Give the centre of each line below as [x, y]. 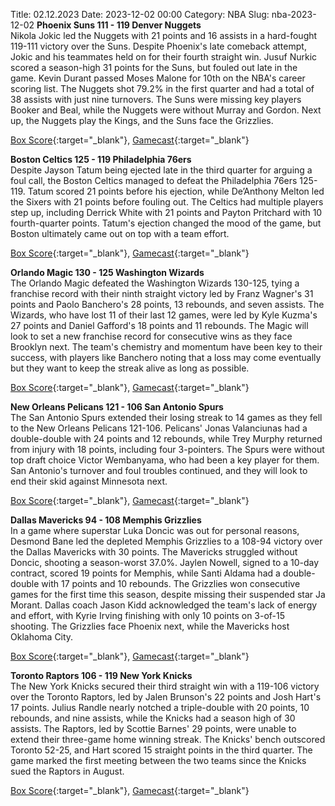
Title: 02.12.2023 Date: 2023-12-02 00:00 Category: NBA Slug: [140, 14]
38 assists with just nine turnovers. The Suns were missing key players [156, 99]
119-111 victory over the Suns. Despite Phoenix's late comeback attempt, [158, 46]
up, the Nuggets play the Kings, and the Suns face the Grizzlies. [142, 120]
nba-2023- [294, 14]
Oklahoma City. [42, 637]
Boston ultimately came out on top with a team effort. [120, 233]
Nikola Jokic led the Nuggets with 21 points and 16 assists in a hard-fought [164, 35]
